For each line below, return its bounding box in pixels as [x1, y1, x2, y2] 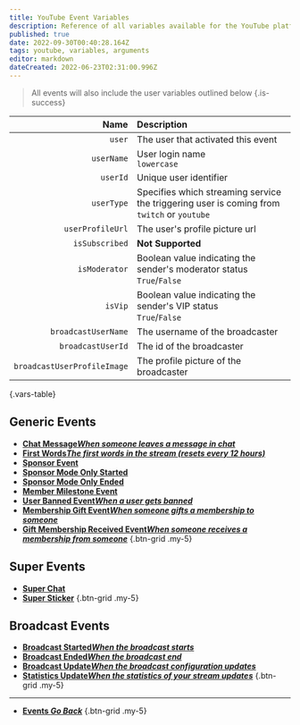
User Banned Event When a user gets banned [21, 495, 194, 506]
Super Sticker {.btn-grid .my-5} [21, 592, 139, 603]
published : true [9, 30, 70, 38]
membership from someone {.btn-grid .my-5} [21, 533, 193, 544]
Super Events [9, 560, 86, 575]
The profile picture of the [137, 354, 242, 367]
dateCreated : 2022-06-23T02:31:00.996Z [9, 63, 158, 72]
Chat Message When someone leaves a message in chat [21, 438, 236, 449]
